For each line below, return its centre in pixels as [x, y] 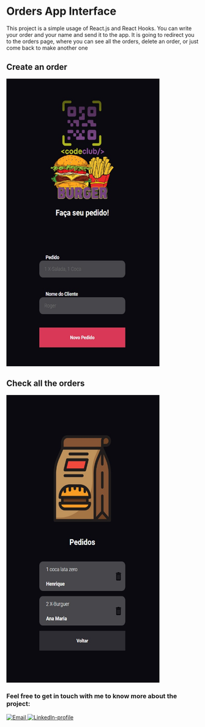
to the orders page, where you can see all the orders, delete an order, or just [102, 41]
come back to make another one [47, 48]
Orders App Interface [61, 11]
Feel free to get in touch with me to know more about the [92, 696]
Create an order [37, 67]
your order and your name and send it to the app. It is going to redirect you [100, 34]
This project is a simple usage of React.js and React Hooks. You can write [99, 28]
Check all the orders [46, 384]
